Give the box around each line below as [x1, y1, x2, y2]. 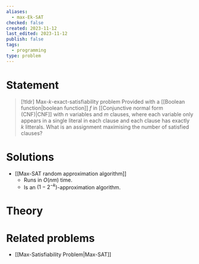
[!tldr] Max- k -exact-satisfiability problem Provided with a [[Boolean [20, 98, 185, 105]
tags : [6, 42, 20, 48]
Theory [6, 204, 43, 218]
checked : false [6, 20, 44, 26]
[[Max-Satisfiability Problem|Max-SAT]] [14, 251, 112, 258]
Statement [6, 78, 59, 92]
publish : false [6, 36, 44, 42]
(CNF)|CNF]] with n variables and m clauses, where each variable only [20, 110, 194, 117]
